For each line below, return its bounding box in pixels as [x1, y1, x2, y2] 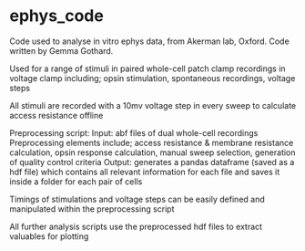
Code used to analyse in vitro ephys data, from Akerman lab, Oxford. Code [9, 36, 290, 47]
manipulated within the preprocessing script [9, 203, 175, 214]
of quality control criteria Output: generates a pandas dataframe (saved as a [9, 156, 295, 167]
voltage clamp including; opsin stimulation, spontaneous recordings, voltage [9, 72, 296, 83]
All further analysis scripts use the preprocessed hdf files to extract [9, 221, 262, 232]
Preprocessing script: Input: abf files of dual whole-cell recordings [9, 127, 259, 138]
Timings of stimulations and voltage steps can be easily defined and [9, 193, 266, 204]
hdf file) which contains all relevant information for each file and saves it [9, 166, 280, 177]
